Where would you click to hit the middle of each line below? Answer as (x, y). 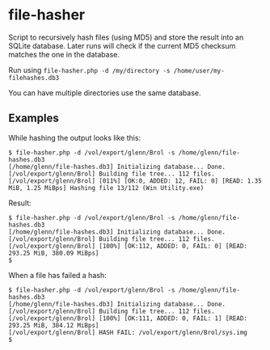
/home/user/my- (199, 70)
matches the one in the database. (64, 54)
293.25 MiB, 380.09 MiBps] (54, 253)
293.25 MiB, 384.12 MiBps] (54, 325)
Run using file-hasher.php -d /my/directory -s (89, 70)
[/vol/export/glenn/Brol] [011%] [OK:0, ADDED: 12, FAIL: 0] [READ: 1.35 (135, 181)
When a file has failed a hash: (57, 275)
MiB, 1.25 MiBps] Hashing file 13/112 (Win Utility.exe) (106, 188)
